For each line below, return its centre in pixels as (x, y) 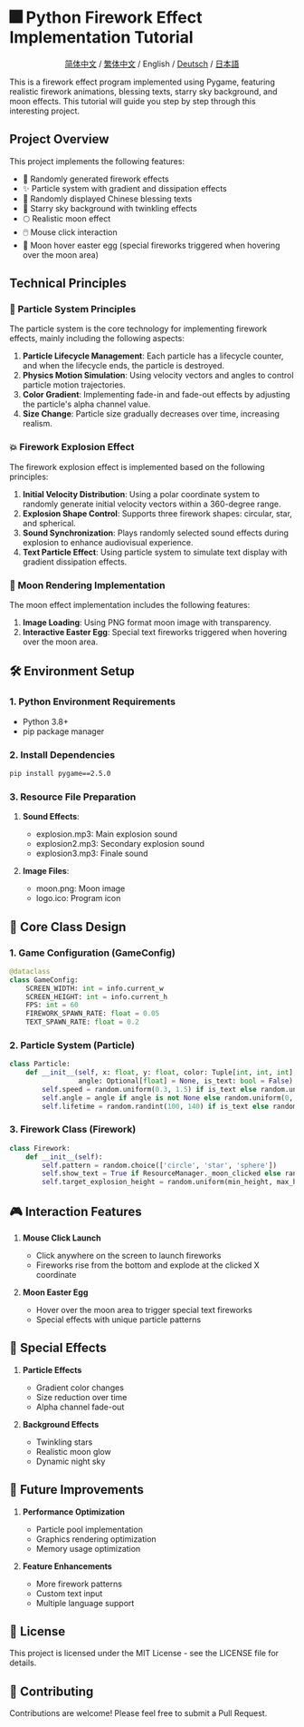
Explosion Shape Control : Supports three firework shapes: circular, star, (157, 513)
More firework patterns (79, 1584)
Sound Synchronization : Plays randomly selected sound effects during (156, 533)
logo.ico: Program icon (78, 898)
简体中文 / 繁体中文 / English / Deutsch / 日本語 (152, 64)
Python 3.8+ (46, 721)
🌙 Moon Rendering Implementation (87, 585)
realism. (37, 424)
